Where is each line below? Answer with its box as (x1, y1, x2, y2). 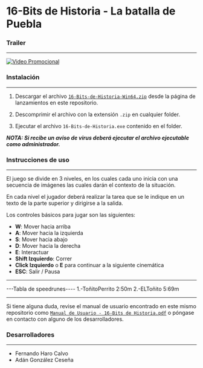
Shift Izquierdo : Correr (14, 255, 72, 262)
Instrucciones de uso (6, 155, 69, 164)
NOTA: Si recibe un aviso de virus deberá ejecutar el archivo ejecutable (6, 134, 189, 141)
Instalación (6, 73, 40, 82)
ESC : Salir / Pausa (14, 268, 60, 276)
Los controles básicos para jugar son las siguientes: (6, 211, 136, 219)
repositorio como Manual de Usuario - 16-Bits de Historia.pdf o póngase (6, 309, 195, 317)
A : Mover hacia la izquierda (14, 230, 83, 237)
